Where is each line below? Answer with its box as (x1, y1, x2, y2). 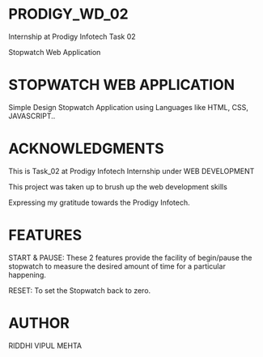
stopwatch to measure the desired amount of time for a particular (8, 261, 227, 271)
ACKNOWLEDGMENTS (8, 139, 164, 158)
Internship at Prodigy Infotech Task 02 (8, 32, 136, 41)
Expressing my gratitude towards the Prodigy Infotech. (8, 198, 190, 207)
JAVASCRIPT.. (8, 111, 56, 121)
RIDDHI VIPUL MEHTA (8, 341, 83, 351)
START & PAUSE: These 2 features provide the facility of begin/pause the (8, 253, 252, 262)
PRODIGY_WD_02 (8, 5, 129, 23)
